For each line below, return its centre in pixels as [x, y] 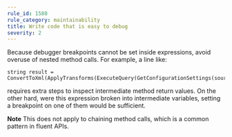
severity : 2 [24, 33]
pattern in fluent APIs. [38, 126]
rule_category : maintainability [54, 20]
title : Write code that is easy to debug [68, 26]
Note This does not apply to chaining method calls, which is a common [108, 119]
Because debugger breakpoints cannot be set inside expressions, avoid [109, 52]
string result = [30, 72]
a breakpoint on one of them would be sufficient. [77, 106]
